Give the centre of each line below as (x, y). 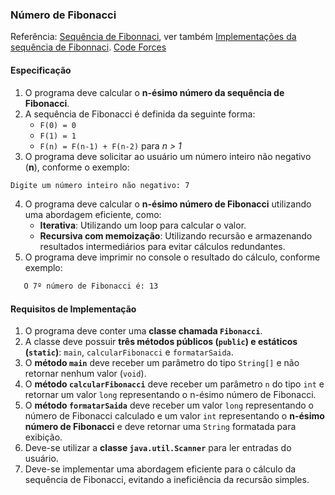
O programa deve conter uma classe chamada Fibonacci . (143, 331)
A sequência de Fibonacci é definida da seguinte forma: (140, 114)
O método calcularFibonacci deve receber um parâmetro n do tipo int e (174, 384)
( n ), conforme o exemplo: (77, 167)
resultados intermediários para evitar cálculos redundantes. (162, 247)
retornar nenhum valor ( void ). (85, 374)
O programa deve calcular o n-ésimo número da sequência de (154, 92)
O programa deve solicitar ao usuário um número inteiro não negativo (168, 156)
